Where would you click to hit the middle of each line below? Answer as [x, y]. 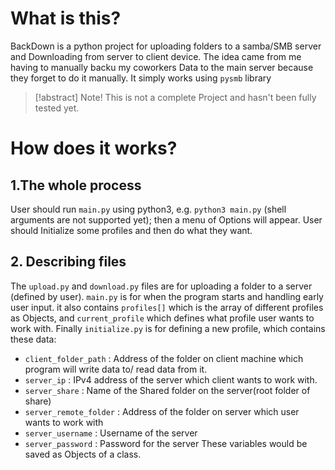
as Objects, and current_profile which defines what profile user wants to [162, 318]
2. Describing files [68, 262]
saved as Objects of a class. [83, 454]
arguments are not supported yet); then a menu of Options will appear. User [166, 219]
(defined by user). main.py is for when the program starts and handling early [167, 296]
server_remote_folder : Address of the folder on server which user [162, 411]
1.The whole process [76, 185]
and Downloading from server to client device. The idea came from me [156, 56]
